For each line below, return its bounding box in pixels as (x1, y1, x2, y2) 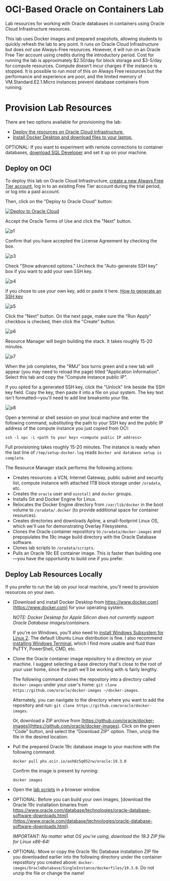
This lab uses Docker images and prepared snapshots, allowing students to (5, 36, 162, 42)
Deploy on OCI (5, 164, 52, 173)
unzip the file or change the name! (12, 870, 85, 876)
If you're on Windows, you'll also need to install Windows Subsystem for (12, 629, 164, 635)
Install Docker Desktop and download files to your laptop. (12, 134, 133, 140)
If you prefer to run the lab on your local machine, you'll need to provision (5, 584, 159, 590)
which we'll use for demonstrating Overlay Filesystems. (12, 523, 128, 529)
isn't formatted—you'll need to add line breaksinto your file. (5, 394, 129, 401)
